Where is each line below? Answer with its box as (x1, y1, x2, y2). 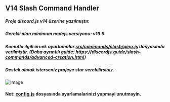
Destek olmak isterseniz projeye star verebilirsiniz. (5, 67, 115, 73)
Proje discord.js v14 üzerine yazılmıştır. (5, 18, 90, 24)
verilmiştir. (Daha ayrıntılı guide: (5, 49, 75, 55)
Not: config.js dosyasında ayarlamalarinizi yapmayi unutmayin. (5, 91, 142, 97)
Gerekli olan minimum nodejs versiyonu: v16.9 (5, 31, 105, 37)
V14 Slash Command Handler (5, 4, 100, 13)
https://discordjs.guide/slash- (75, 49, 141, 55)
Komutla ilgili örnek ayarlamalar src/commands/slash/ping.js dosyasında (5, 43, 165, 49)
